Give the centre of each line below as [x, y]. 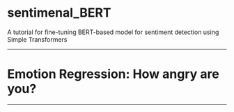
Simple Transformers [37, 39]
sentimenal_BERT [59, 13]
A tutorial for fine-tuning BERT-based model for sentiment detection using [113, 32]
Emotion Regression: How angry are [113, 74]
